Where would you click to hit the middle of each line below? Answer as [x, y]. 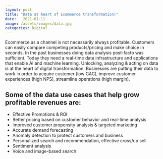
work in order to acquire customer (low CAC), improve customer [71, 74]
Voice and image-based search [44, 151]
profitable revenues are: [43, 102]
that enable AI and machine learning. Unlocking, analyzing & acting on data [82, 63]
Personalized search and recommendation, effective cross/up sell [79, 140]
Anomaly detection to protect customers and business [68, 135]
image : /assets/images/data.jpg [38, 24]
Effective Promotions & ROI [40, 114]
